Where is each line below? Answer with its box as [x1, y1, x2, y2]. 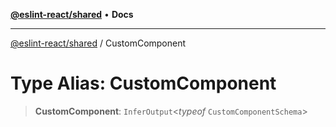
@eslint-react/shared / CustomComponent [10, 37, 187, 49]
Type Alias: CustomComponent [10, 72, 277, 95]
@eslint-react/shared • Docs [10, 9, 134, 20]
